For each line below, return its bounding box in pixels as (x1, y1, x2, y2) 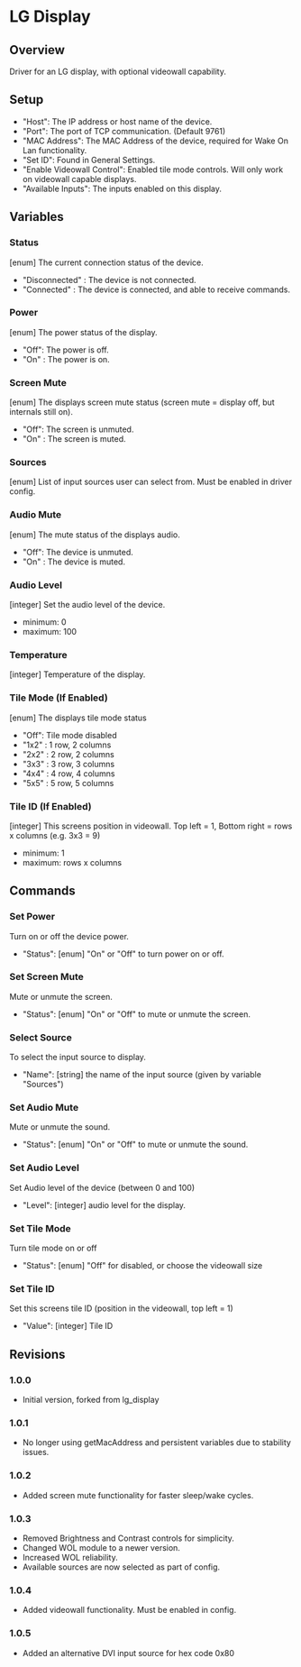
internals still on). (9, 407, 74, 417)
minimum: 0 (22, 616, 67, 627)
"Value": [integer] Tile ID (22, 1321, 114, 1332)
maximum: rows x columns (22, 856, 123, 867)
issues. (22, 1447, 50, 1458)
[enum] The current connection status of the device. (9, 257, 205, 268)
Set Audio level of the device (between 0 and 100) (9, 1182, 196, 1193)
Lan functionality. (22, 144, 87, 155)
